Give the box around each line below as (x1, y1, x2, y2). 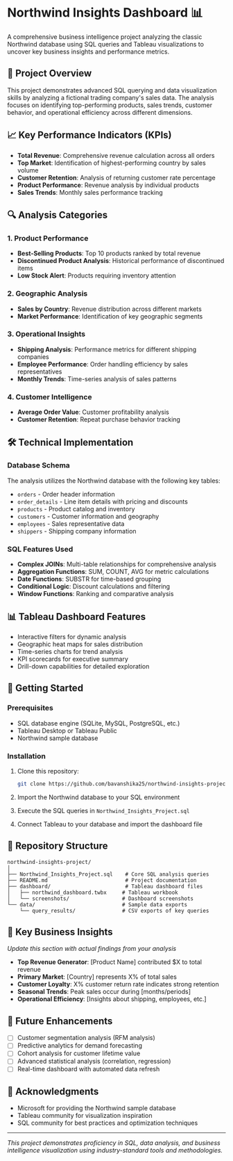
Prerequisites (7, 703, 53, 713)
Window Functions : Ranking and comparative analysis (17, 590, 174, 598)
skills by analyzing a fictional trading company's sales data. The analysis (7, 93, 215, 102)
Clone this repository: (17, 767, 79, 775)
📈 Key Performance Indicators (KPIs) (7, 129, 172, 141)
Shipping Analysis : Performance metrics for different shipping (17, 345, 197, 353)
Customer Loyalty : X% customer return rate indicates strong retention (17, 980, 220, 988)
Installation (7, 751, 46, 761)
